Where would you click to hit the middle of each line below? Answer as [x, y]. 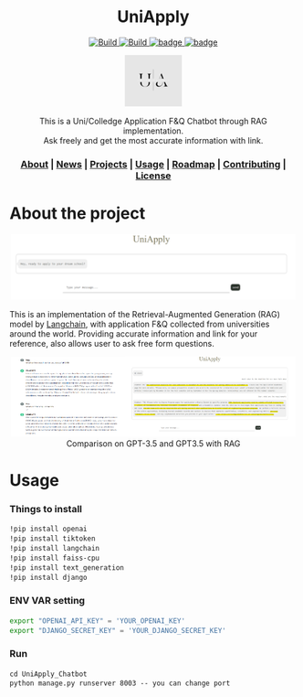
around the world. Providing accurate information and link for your [134, 334]
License [153, 176]
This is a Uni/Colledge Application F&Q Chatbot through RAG [153, 121]
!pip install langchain [55, 548]
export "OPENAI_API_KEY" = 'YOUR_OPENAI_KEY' [97, 621]
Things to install [46, 509]
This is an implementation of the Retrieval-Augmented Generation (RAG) [145, 315]
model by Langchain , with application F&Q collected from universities [140, 324]
